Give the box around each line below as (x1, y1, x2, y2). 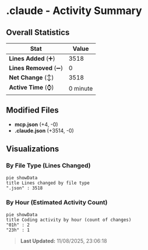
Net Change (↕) (9, 74, 54, 81)
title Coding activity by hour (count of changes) (6, 217, 132, 223)
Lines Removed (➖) (9, 64, 63, 72)
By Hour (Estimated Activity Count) (6, 199, 108, 207)
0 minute (68, 84, 93, 92)
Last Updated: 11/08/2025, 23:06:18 (20, 237, 107, 244)
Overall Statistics (6, 27, 70, 37)
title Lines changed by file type (6, 180, 90, 186)
